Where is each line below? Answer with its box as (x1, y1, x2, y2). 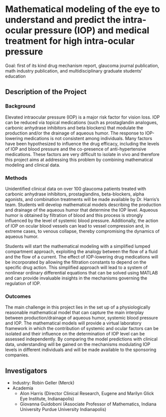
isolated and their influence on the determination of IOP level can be (5, 331, 145, 337)
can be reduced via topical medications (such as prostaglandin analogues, (5, 119, 158, 125)
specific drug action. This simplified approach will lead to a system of (5, 264, 148, 270)
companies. (5, 352, 29, 358)
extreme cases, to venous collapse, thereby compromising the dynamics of (5, 228, 160, 234)
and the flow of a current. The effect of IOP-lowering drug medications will (5, 253, 159, 259)
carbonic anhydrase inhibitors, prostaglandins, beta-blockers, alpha (5, 191, 145, 197)
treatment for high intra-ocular (5, 35, 135, 47)
